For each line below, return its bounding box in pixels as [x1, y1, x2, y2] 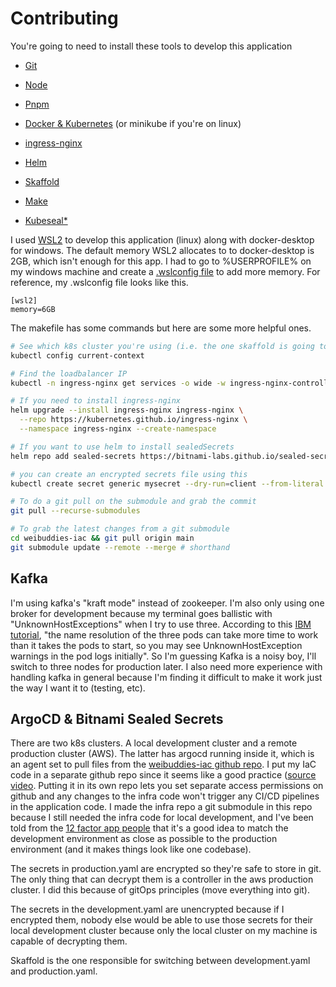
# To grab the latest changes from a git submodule [10, 524, 230, 534]
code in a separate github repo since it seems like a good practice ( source [10, 769, 317, 781]
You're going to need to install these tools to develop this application [10, 40, 293, 52]
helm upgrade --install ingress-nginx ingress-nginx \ [10, 405, 244, 416]
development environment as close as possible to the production [10, 833, 278, 845]
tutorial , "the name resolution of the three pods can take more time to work [10, 628, 319, 641]
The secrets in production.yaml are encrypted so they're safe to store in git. [10, 863, 322, 875]
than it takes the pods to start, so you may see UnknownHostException [10, 639, 303, 651]
